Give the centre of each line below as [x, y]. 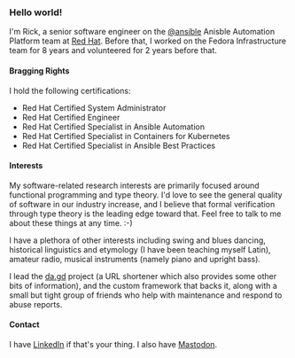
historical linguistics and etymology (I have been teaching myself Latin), [140, 249]
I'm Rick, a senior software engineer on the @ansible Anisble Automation [142, 32]
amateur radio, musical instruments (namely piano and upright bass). [135, 259]
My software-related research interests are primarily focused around [134, 185]
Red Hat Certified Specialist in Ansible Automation [113, 127]
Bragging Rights [39, 70]
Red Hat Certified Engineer [71, 117]
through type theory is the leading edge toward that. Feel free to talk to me [145, 214]
